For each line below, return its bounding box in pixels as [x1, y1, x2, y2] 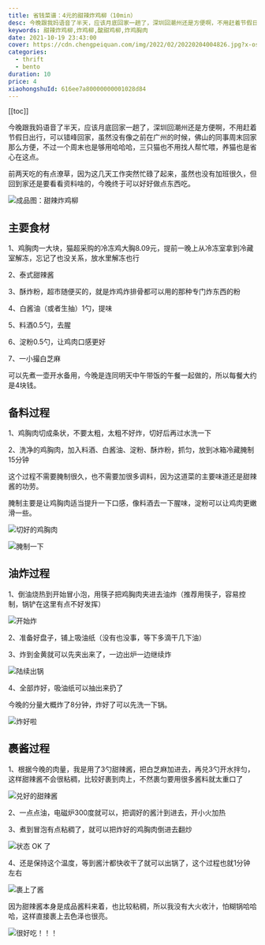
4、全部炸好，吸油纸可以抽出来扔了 [8, 683, 124, 693]
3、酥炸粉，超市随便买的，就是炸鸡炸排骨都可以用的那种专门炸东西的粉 [8, 287, 241, 297]
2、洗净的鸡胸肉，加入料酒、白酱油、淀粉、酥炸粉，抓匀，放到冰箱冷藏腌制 [8, 445, 255, 454]
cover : [8, 41, 30, 49]
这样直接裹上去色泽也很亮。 [21, 911, 112, 921]
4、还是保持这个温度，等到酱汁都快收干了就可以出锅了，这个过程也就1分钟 [8, 857, 251, 868]
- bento [15, 63, 41, 71]
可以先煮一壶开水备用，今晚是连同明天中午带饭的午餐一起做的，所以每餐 [8, 371, 243, 380]
